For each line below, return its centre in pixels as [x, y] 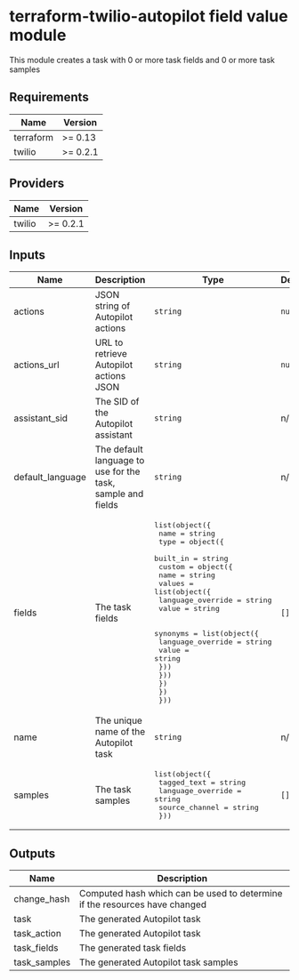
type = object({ [191, 542]
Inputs [28, 255]
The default [119, 449]
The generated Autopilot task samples [158, 962]
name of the [120, 732]
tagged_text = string [202, 783]
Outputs [32, 853]
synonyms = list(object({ [207, 634]
